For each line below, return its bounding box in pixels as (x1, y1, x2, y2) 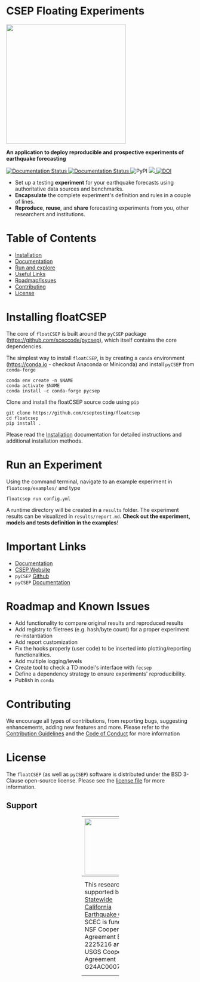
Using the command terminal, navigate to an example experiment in (6, 478, 173, 485)
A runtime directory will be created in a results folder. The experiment (6, 506, 179, 513)
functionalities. (14, 651, 52, 658)
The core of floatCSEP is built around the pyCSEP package (6, 330, 146, 337)
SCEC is (84, 918, 107, 926)
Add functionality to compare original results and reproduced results (14, 619, 183, 627)
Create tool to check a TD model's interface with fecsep (14, 664, 152, 671)
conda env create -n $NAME (6, 378, 73, 383)
